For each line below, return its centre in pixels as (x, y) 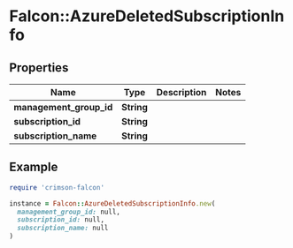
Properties (39, 68)
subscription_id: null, (61, 220)
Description (181, 92)
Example (34, 167)
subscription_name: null (63, 228)
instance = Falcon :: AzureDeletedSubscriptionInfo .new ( (112, 203)
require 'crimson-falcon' (57, 187)
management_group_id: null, (69, 212)
